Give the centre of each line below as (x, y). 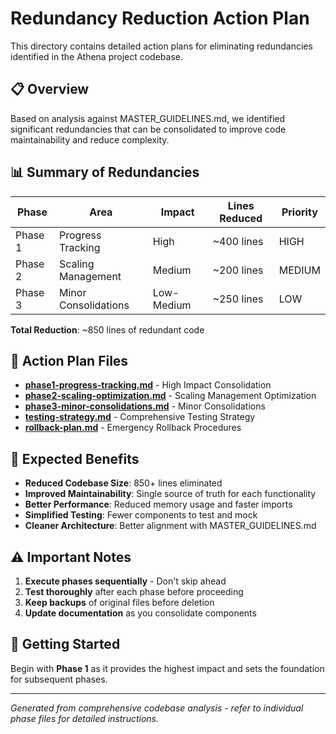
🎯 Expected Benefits (75, 458)
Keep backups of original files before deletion (119, 602)
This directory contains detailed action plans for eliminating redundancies (161, 46)
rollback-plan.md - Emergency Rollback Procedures (133, 428)
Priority (299, 212)
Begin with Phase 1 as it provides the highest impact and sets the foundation (167, 668)
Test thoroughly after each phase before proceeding (134, 591)
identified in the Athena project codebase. (97, 56)
